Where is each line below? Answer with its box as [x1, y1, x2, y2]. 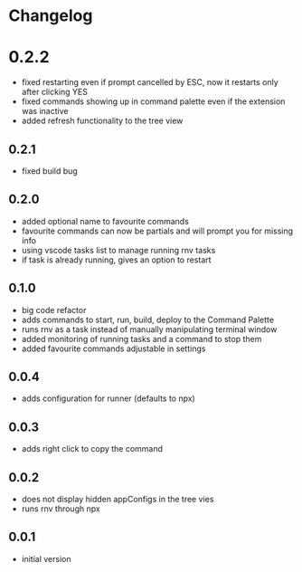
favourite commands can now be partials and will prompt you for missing [21, 225, 294, 236]
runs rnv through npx [21, 503, 100, 514]
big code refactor [21, 304, 87, 315]
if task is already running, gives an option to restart [21, 254, 212, 265]
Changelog [8, 5, 93, 26]
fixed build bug [21, 165, 78, 176]
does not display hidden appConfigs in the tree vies [21, 494, 214, 504]
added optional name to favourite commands [21, 215, 189, 226]
